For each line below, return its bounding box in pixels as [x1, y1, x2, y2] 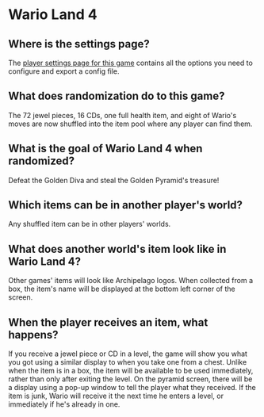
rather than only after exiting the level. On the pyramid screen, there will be [8, 374, 253, 384]
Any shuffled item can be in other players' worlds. [8, 220, 171, 229]
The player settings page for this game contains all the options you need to [8, 58, 254, 67]
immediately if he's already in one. [8, 400, 121, 409]
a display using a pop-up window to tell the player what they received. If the [8, 383, 256, 392]
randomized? [8, 155, 75, 168]
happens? [8, 327, 59, 342]
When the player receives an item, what [8, 316, 209, 329]
